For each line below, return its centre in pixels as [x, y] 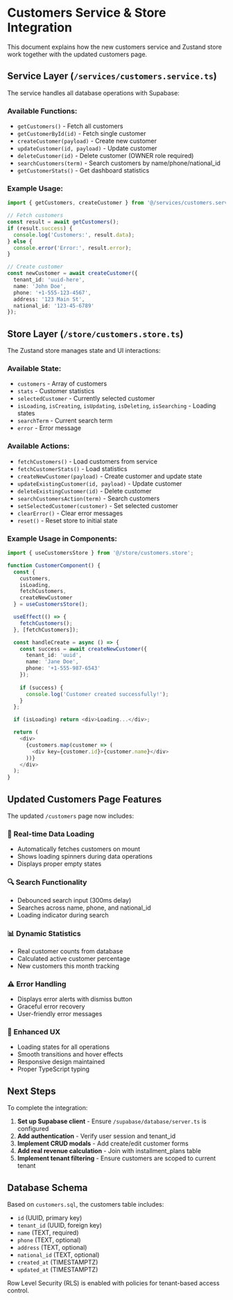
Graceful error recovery [51, 1006]
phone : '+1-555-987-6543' [63, 668]
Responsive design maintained [61, 1062]
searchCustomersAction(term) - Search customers [88, 498]
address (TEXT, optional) [52, 1248]
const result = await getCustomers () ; [63, 222]
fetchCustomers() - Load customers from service [87, 461]
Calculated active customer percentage [74, 958]
